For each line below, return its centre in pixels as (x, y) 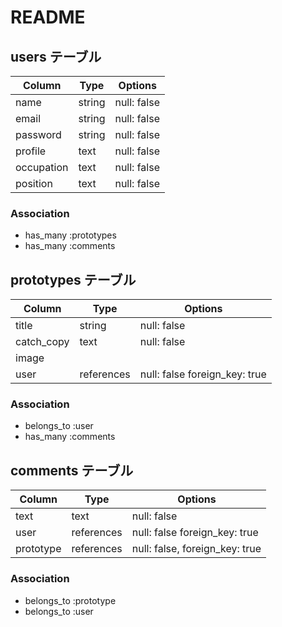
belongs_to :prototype (70, 600)
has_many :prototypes (70, 235)
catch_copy (42, 342)
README (48, 17)
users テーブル (56, 56)
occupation (42, 167)
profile (31, 151)
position (34, 183)
